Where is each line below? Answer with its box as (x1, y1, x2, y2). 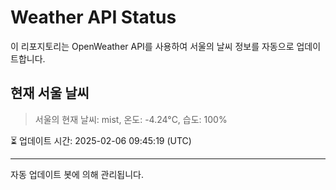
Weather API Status (10, 6, 177, 29)
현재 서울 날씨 (10, 85, 90, 102)
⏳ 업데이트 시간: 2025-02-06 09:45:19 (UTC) (10, 134, 192, 146)
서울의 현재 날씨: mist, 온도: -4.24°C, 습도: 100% (34, 113, 228, 125)
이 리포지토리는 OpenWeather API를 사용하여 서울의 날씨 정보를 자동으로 (10, 40, 295, 52)
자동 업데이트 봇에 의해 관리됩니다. (10, 168, 144, 180)
